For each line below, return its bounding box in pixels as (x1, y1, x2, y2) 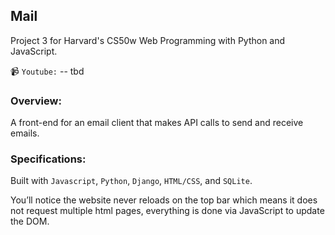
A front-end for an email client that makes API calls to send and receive (10, 117, 304, 129)
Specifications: (10, 152, 87, 166)
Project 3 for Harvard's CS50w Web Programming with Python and (10, 34, 286, 46)
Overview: (10, 94, 62, 108)
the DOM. (10, 215, 50, 228)
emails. (10, 127, 40, 139)
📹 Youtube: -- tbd (10, 65, 85, 77)
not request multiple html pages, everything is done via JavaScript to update (10, 205, 325, 217)
